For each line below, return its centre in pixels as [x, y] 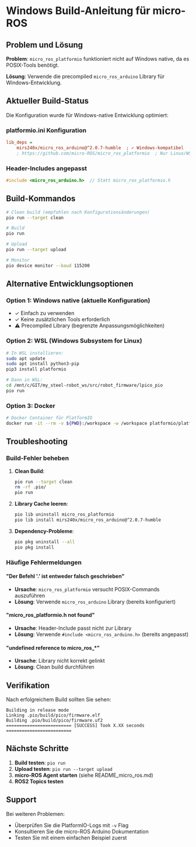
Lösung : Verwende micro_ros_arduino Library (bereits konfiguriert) [95, 602]
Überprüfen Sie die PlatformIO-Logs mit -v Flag [71, 825]
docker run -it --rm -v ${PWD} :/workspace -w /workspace [77, 423]
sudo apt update [26, 358]
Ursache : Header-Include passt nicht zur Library [73, 628]
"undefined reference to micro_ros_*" [53, 647]
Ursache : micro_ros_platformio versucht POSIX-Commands [87, 589]
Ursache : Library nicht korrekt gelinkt [60, 661]
